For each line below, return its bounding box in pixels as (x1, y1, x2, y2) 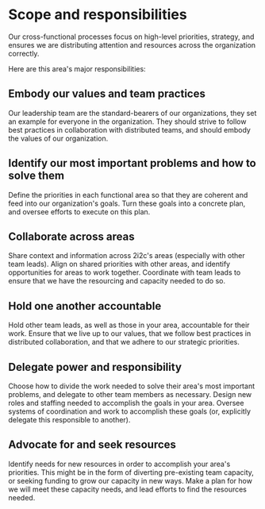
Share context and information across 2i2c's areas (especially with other (8, 251, 245, 260)
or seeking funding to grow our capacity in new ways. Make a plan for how (8, 476, 252, 485)
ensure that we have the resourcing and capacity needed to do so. (8, 276, 226, 286)
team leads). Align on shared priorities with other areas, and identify (8, 260, 231, 269)
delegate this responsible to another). (8, 415, 131, 424)
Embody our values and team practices (8, 87, 206, 101)
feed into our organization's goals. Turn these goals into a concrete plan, (8, 199, 246, 208)
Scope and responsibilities (8, 6, 188, 24)
